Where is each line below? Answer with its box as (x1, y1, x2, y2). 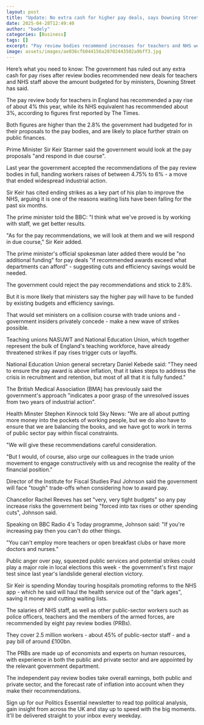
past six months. (6, 201, 48, 209)
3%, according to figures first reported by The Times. (6, 109, 140, 116)
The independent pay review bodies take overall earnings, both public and (6, 674, 192, 681)
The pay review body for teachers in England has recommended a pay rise (6, 96, 193, 103)
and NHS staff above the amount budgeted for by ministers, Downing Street (6, 78, 196, 85)
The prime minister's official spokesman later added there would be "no (6, 250, 186, 257)
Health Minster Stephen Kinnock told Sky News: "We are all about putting (6, 410, 190, 417)
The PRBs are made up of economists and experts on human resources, (6, 649, 186, 657)
